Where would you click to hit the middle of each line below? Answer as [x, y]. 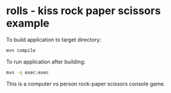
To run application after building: [46, 62]
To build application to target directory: [54, 39]
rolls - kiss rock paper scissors [84, 11]
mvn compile [21, 50]
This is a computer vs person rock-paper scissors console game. [85, 84]
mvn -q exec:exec [28, 72]
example [28, 23]
